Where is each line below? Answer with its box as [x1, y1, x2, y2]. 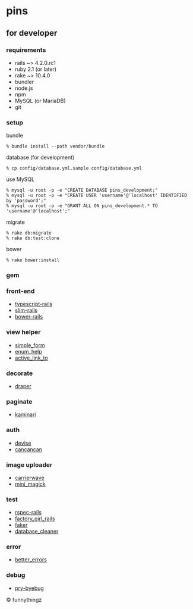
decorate [6, 369, 33, 377]
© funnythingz [6, 596, 42, 603]
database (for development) [6, 154, 75, 161]
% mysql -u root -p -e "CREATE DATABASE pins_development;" [6, 188, 159, 193]
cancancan [14, 445, 43, 453]
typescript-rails [14, 301, 53, 308]
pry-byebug [14, 585, 45, 592]
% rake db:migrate [6, 230, 52, 236]
